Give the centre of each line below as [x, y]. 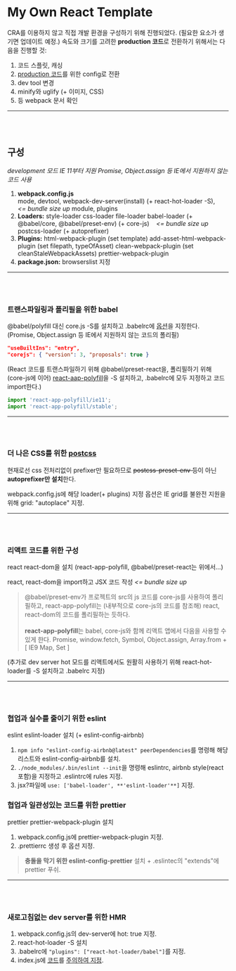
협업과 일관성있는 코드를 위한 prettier [67, 805]
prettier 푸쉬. [42, 869]
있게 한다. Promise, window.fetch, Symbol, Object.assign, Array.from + [125, 640]
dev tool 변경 [36, 82]
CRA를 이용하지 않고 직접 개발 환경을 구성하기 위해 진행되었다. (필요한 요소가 [112, 32]
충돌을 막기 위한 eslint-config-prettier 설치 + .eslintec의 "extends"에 [122, 861]
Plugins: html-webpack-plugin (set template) [83, 238]
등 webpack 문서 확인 [48, 100]
